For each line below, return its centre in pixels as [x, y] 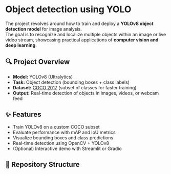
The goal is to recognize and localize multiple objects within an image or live [86, 34]
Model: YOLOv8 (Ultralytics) [43, 77]
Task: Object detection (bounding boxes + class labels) [71, 82]
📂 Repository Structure [42, 164]
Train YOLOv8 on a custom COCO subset [56, 127]
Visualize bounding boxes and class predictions [63, 138]
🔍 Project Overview [38, 62]
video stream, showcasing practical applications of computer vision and [82, 40]
